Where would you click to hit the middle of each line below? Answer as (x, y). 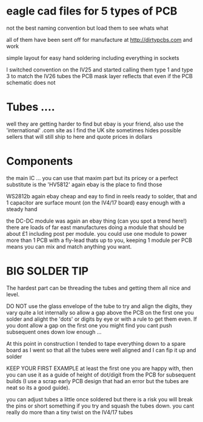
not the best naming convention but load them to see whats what (87, 28)
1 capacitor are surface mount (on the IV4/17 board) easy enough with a (96, 203)
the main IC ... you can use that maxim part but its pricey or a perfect (92, 178)
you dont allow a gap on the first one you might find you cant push (89, 325)
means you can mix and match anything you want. (69, 246)
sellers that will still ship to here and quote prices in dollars (79, 136)
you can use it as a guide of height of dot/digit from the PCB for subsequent (101, 375)
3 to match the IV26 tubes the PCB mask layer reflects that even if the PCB (99, 76)
